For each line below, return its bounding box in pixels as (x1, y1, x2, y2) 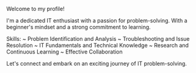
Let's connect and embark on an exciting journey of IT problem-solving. (6, 60, 187, 67)
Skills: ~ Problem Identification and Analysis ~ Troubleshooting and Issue (6, 35, 190, 42)
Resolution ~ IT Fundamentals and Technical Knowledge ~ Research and (6, 42, 189, 49)
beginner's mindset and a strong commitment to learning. (6, 24, 151, 30)
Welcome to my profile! (6, 5, 65, 12)
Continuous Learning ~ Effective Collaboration (6, 48, 123, 55)
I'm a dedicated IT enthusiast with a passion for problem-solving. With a (6, 17, 187, 24)
